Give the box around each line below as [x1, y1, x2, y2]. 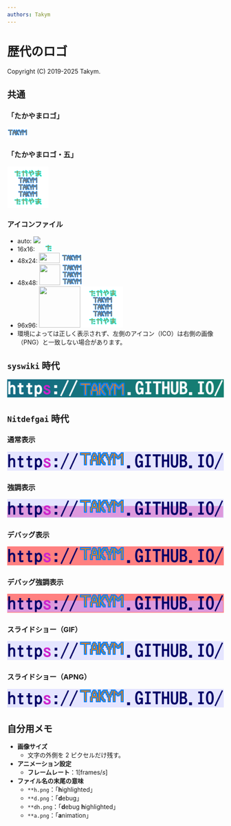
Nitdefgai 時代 [7, 413, 69, 424]
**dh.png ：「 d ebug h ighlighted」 [27, 803, 120, 811]
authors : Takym [7, 11, 51, 18]
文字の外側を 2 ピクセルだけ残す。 [27, 751, 125, 759]
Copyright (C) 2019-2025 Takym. [7, 67, 101, 75]
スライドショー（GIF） [7, 625, 82, 634]
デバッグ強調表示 [7, 577, 64, 587]
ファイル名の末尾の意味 [16, 777, 84, 785]
